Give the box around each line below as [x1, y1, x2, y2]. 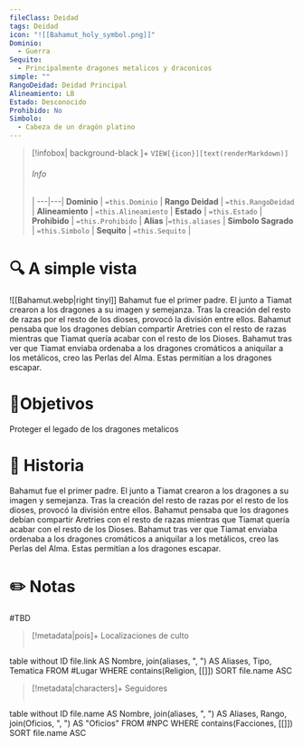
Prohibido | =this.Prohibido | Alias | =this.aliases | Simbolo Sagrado [31, 215, 294, 226]
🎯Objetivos [9, 394, 94, 415]
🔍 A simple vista [9, 259, 137, 279]
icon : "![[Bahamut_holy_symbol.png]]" [9, 30, 156, 39]
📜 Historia [9, 455, 84, 476]
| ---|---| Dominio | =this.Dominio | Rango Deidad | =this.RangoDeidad [31, 196, 295, 207]
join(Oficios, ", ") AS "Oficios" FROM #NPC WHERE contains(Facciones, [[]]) [9, 717, 294, 729]
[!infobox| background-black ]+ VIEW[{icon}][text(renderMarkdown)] [31, 148, 289, 158]
